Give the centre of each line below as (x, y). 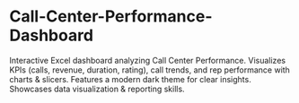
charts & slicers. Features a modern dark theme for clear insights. (130, 79)
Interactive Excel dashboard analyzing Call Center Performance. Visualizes (147, 60)
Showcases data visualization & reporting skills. (97, 89)
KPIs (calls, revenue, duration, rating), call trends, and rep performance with (149, 70)
